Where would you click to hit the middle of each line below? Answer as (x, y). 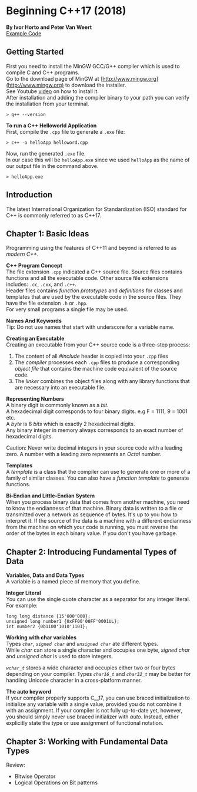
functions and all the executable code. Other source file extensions (87, 278)
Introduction (29, 195)
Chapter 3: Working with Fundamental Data (87, 742)
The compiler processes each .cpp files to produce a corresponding (97, 362)
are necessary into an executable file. (60, 388)
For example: (22, 606)
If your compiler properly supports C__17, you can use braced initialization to (98, 698)
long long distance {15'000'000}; (49, 616)
